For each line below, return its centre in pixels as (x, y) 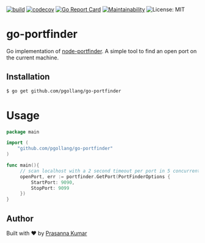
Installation (28, 77)
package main (23, 132)
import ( (17, 143)
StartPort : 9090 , (53, 182)
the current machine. (33, 58)
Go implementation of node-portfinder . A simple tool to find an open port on (102, 51)
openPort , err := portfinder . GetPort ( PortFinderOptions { (95, 177)
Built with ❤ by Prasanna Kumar (47, 233)
